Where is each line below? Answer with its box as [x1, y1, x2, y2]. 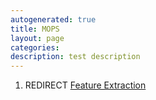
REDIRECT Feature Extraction [24, 79, 147, 91]
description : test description [10, 52, 141, 62]
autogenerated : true [10, 14, 97, 25]
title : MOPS [10, 24, 60, 34]
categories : [10, 42, 60, 53]
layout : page [10, 33, 65, 43]
